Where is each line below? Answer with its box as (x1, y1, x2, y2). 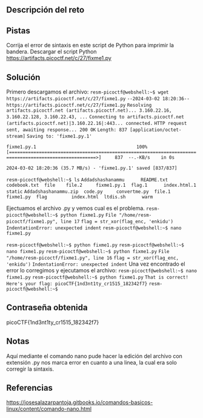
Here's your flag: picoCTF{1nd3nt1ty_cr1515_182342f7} (6, 281, 148, 287)
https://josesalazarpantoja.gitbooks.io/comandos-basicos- (6, 399, 153, 406)
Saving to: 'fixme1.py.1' (27, 133, 92, 140)
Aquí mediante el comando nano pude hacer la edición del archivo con (6, 352, 183, 360)
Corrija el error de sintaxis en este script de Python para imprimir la (6, 42, 175, 49)
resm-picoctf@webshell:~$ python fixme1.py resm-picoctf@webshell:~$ (6, 242, 185, 248)
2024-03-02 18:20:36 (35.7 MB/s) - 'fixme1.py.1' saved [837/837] (6, 165, 178, 172)
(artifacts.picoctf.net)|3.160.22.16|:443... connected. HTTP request (6, 121, 187, 127)
